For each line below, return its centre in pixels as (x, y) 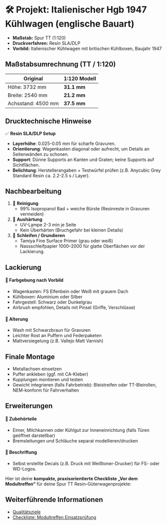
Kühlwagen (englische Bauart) (70, 24)
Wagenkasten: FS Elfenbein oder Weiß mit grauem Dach (70, 291)
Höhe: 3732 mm (27, 87)
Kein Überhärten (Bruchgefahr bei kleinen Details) (71, 230)
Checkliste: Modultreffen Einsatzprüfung (54, 517)
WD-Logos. (24, 469)
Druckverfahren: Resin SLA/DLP (46, 43)
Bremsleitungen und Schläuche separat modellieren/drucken (75, 440)
